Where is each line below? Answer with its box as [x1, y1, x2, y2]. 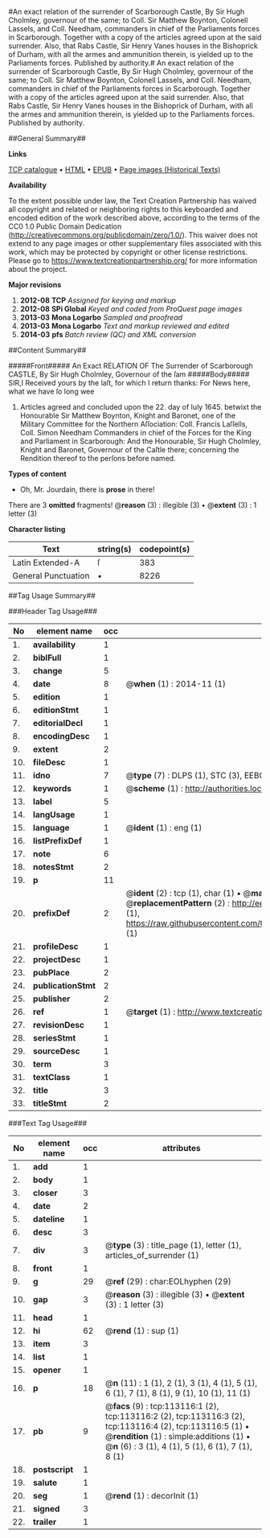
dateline [33, 1214, 65, 1224]
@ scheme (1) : [125, 783, 183, 794]
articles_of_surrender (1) [105, 1250, 199, 1260]
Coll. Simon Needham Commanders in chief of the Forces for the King [19, 428, 252, 437]
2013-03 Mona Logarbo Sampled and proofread [19, 313, 183, 322]
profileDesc [33, 941, 79, 952]
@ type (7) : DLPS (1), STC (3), [125, 770, 243, 781]
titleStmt [33, 1098, 67, 1109]
